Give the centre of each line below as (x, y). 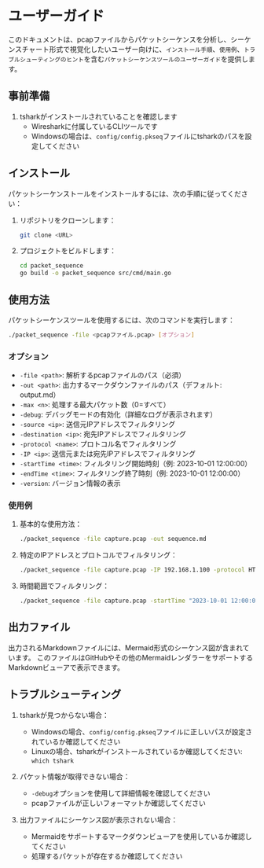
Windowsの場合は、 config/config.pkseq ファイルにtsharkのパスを (138, 136)
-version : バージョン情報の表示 (70, 484)
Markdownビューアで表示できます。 (66, 667)
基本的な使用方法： (51, 524)
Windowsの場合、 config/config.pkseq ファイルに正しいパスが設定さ (142, 731)
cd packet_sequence (51, 266)
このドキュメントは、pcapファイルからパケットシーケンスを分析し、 (119, 39)
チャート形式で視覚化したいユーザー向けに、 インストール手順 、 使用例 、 (133, 49)
